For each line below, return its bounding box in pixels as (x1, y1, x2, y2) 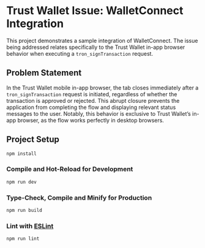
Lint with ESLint (6, 222, 54, 230)
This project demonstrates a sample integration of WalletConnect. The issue (6, 37, 198, 44)
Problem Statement (6, 68, 82, 78)
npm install (6, 151, 37, 157)
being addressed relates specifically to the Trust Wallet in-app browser (6, 43, 185, 51)
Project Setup (6, 134, 60, 145)
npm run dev (6, 179, 37, 185)
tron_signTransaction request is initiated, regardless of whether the (6, 90, 177, 98)
